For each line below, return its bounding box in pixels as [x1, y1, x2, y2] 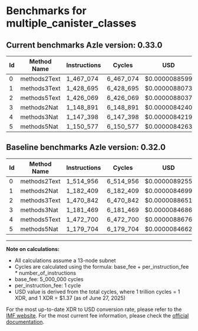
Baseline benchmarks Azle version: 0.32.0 [6, 142, 166, 152]
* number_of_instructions [14, 269, 77, 276]
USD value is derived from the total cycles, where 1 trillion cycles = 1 [14, 288, 180, 295]
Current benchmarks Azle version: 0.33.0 [6, 40, 163, 50]
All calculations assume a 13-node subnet [14, 257, 116, 264]
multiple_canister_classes [6, 16, 137, 30]
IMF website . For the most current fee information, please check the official [6, 312, 189, 319]
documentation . [6, 318, 45, 325]
